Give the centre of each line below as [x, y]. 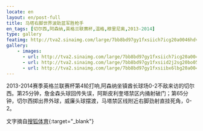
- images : [30, 51]
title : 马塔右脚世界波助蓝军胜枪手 [45, 23]
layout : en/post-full [34, 18]
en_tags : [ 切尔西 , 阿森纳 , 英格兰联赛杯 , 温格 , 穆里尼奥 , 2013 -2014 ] [81, 29]
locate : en [20, 12]
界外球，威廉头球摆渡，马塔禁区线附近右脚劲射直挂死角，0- [118, 101]
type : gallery [24, 34]
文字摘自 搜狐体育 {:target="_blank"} [50, 121]
